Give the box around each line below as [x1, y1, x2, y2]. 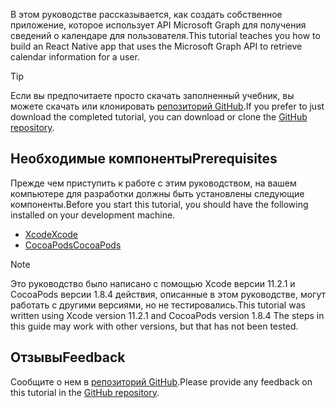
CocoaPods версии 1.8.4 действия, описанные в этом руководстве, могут [10, 288, 326, 300]
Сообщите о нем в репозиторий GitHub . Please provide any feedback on [10, 375, 313, 388]
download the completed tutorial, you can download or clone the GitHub [10, 111, 308, 123]
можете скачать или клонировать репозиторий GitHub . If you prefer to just [10, 100, 325, 112]
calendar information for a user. [10, 51, 140, 63]
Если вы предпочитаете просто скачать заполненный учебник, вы [10, 90, 295, 101]
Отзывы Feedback [10, 349, 126, 366]
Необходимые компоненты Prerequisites [10, 150, 278, 168]
